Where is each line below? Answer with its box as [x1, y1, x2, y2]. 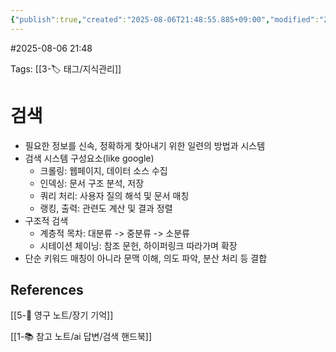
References [10, 281, 84, 298]
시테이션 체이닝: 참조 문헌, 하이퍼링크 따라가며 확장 [39, 239, 238, 251]
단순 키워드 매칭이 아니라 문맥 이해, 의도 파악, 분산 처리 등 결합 [24, 252, 268, 264]
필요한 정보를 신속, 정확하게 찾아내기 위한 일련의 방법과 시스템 [24, 139, 266, 151]
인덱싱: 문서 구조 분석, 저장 [39, 177, 145, 189]
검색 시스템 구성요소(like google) [24, 152, 155, 164]
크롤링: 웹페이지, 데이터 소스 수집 [39, 164, 168, 176]
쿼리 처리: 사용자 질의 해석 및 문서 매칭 [39, 189, 190, 201]
